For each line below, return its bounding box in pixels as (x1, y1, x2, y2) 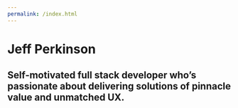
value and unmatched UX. (7, 92, 125, 104)
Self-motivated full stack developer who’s (7, 69, 197, 82)
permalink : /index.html (7, 10, 78, 18)
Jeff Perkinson (7, 40, 96, 57)
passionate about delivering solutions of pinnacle (7, 80, 232, 92)
